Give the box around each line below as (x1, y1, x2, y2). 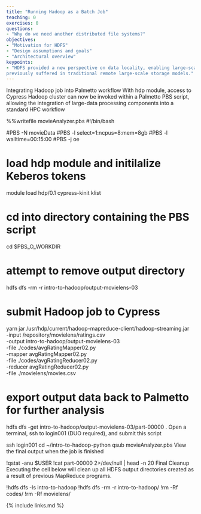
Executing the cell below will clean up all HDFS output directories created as (6, 465, 194, 473)
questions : (6, 25, 33, 32)
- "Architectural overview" (6, 54, 77, 60)
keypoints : (6, 59, 33, 65)
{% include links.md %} (6, 501, 65, 509)
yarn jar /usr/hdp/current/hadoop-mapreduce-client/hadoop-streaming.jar (6, 325, 190, 332)
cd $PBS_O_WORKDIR (6, 243, 61, 250)
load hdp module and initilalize (6, 157, 162, 170)
